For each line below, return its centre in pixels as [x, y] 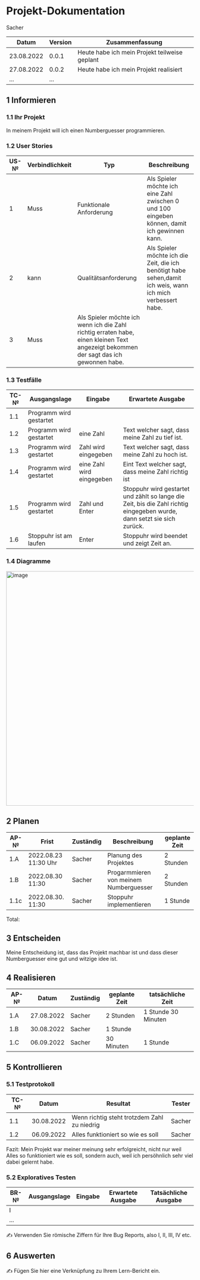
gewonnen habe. [101, 362]
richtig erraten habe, [106, 332]
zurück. [133, 526]
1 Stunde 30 [161, 1012]
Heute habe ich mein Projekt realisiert [130, 69]
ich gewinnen [165, 231]
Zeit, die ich [163, 262]
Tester [181, 1103]
